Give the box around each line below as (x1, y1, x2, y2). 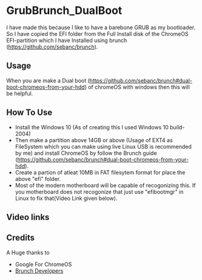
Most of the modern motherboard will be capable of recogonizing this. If (15, 182, 196, 189)
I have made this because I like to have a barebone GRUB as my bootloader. (6, 24, 196, 31)
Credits (6, 233, 35, 243)
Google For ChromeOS (15, 261, 72, 268)
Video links (6, 212, 50, 222)
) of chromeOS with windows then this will (84, 83, 190, 90)
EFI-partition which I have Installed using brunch (6, 36, 127, 44)
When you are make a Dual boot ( (6, 77, 90, 84)
